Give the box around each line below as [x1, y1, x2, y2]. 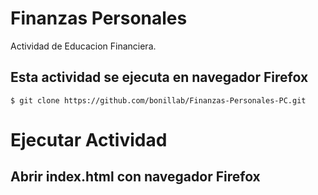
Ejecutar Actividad [10, 128, 168, 151]
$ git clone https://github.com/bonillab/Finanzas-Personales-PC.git [10, 95, 307, 106]
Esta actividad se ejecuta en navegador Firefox [10, 69, 309, 86]
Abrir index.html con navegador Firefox [10, 168, 261, 186]
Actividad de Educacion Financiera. [10, 40, 157, 52]
